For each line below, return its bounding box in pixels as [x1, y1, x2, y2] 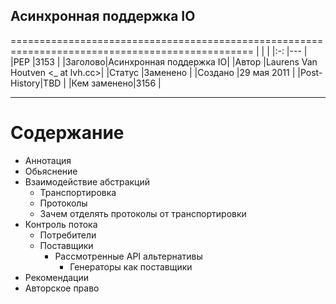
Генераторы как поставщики [69, 260, 193, 273]
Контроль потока [24, 218, 98, 230]
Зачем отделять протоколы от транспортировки [39, 207, 247, 219]
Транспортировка [39, 186, 117, 198]
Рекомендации [24, 271, 90, 283]
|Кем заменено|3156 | [68, 77, 162, 89]
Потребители [39, 229, 97, 241]
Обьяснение [24, 165, 78, 177]
